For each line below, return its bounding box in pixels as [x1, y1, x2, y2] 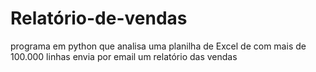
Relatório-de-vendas [10, 7, 188, 30]
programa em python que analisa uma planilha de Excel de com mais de [10, 40, 307, 52]
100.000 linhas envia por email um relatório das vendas [10, 50, 238, 62]
